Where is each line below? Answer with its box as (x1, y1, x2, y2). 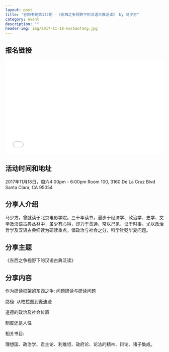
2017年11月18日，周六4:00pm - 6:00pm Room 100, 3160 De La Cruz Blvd (5, 179, 155, 185)
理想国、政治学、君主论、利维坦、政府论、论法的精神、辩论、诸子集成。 (5, 341, 155, 347)
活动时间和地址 (5, 164, 52, 173)
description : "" (5, 21, 39, 27)
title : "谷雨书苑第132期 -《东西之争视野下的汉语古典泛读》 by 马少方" (5, 12, 140, 17)
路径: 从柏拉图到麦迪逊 (5, 299, 52, 305)
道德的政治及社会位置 (5, 309, 49, 315)
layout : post (5, 7, 33, 13)
